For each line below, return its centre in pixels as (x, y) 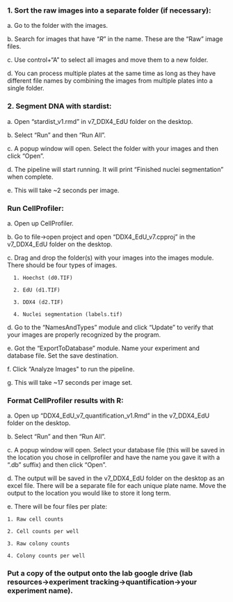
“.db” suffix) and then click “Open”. (57, 465)
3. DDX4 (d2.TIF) (39, 302)
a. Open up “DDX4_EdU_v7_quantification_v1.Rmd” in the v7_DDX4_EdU (109, 415)
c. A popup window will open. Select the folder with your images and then (113, 148)
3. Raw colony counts (39, 544)
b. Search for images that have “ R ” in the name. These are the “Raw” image (115, 39)
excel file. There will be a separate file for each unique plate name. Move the (117, 486)
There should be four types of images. (62, 265)
